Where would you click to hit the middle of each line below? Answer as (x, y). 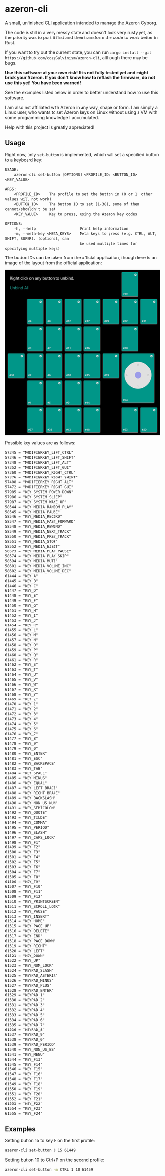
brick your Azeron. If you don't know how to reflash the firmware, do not (80, 77)
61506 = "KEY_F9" (23, 882)
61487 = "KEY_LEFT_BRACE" (31, 788)
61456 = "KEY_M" (22, 635)
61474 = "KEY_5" (22, 724)
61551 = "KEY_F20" (24, 1094)
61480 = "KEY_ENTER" (26, 754)
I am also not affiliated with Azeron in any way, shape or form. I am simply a (82, 107)
